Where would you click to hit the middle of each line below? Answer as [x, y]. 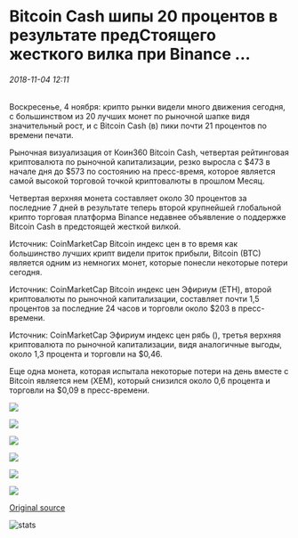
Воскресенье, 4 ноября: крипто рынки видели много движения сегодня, [148, 107]
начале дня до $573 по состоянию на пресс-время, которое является [142, 172]
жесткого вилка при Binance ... [130, 54]
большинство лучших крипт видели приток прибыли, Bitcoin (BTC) [135, 253]
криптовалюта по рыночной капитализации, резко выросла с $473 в [140, 162]
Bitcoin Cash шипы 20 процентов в [144, 16]
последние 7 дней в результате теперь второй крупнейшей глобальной [145, 208]
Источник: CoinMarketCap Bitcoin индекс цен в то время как [124, 244]
